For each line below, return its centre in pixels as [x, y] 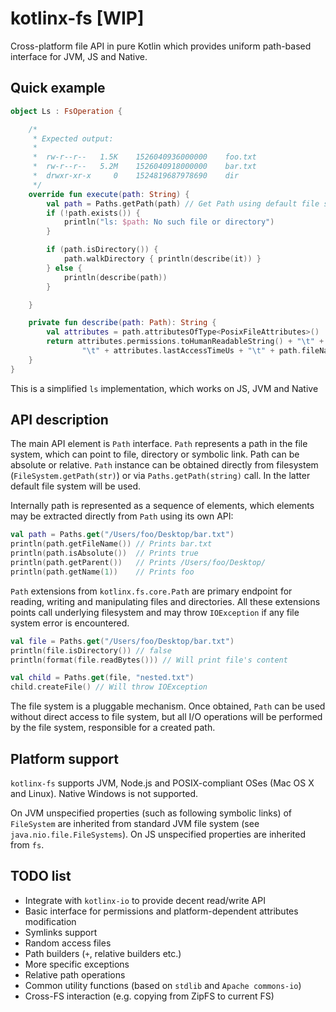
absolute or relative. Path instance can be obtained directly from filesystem [164, 465]
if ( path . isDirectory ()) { [102, 250]
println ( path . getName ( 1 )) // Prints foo [102, 572]
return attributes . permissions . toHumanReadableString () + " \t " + [185, 342]
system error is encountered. [70, 623]
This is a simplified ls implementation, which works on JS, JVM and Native [164, 388]
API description [59, 420]
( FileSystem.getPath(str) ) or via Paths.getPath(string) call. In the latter [160, 476]
